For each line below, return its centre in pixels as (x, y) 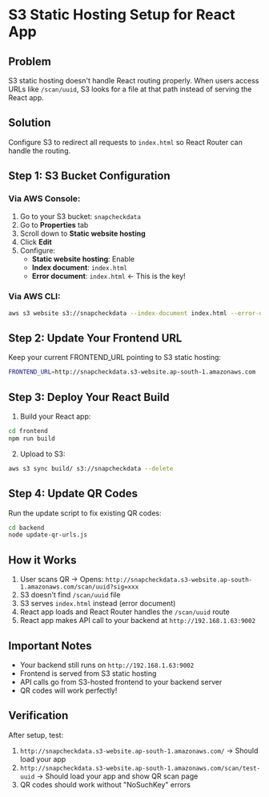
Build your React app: (55, 417)
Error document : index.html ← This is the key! (108, 276)
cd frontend (28, 431)
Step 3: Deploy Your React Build (89, 397)
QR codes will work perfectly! (68, 690)
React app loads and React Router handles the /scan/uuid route (124, 612)
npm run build (32, 439)
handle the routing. (40, 151)
